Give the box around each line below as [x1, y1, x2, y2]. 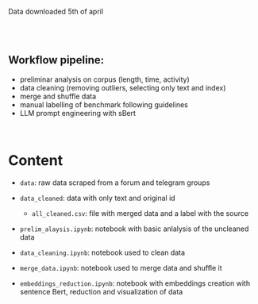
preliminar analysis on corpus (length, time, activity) [19, 75, 191, 84]
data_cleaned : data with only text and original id [19, 193, 176, 202]
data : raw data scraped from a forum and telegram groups [19, 178, 210, 187]
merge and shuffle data [19, 91, 97, 101]
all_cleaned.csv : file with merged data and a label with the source [31, 208, 248, 217]
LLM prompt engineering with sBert [19, 108, 137, 117]
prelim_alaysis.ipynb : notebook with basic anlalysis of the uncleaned [19, 224, 249, 233]
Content [8, 152, 64, 169]
